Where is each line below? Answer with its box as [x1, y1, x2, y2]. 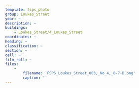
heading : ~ [5, 39, 28, 44]
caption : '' [23, 75, 48, 80]
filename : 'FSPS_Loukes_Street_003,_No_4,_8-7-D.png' [23, 71, 136, 76]
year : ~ [5, 16, 21, 21]
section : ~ [5, 48, 28, 53]
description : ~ [5, 21, 36, 26]
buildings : [5, 25, 28, 30]
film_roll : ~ [5, 57, 32, 62]
